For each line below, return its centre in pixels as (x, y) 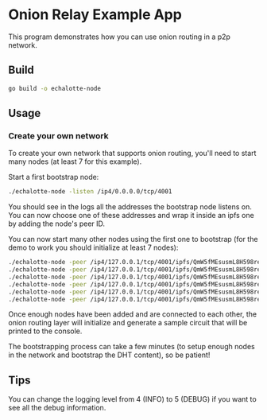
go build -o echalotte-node (55, 88)
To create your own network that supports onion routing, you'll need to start (132, 154)
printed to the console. (45, 331)
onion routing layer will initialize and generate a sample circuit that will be (128, 323)
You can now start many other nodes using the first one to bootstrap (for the (133, 239)
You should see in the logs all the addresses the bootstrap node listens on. (130, 207)
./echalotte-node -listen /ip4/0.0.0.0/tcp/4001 (90, 192)
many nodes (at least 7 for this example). (75, 161)
